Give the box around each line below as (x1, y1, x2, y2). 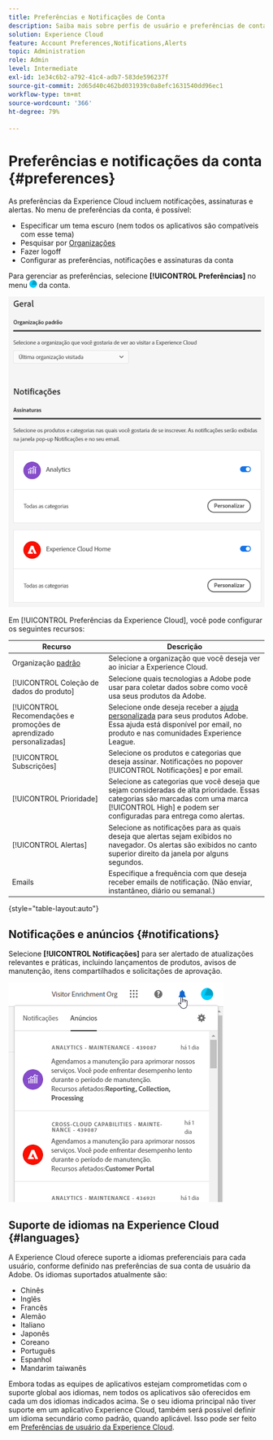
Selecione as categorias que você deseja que (108, 777, 260, 787)
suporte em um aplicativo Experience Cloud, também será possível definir (8, 1405, 256, 1415)
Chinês (19, 1285, 45, 1295)
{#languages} (8, 1231, 80, 1245)
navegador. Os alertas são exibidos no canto (108, 840, 258, 849)
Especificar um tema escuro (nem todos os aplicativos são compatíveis (19, 220, 259, 231)
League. (108, 736, 136, 746)
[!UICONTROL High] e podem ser (108, 802, 219, 813)
